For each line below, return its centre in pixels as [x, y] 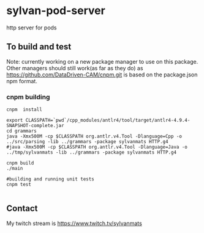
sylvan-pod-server [56, 11]
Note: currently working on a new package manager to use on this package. [102, 61]
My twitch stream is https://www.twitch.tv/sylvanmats [74, 223]
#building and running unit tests [51, 179]
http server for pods [32, 28]
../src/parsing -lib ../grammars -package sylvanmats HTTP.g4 [87, 142]
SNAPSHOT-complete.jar [35, 126]
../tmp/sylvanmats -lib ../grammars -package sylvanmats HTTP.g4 [91, 153]
